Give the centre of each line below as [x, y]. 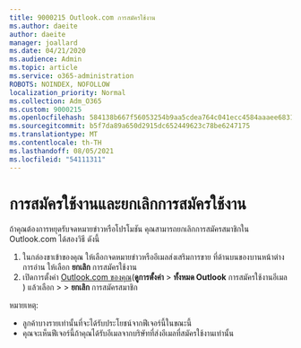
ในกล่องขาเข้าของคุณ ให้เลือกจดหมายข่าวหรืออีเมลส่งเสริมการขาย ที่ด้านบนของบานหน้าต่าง [153, 257]
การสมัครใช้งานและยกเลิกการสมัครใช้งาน [128, 204]
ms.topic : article [43, 68]
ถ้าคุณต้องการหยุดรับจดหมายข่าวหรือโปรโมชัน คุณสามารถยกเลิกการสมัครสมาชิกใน [129, 229]
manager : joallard [43, 43]
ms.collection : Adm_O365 [56, 101]
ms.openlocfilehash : [48, 117]
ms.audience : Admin [46, 59]
